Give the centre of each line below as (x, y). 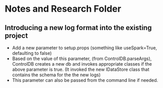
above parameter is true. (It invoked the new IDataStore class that (81, 69)
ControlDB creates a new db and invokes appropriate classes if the (82, 64)
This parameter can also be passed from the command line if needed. (85, 80)
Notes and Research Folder (63, 9)
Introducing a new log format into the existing (78, 28)
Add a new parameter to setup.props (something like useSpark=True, (85, 48)
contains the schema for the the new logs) (56, 75)
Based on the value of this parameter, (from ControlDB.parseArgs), (82, 58)
